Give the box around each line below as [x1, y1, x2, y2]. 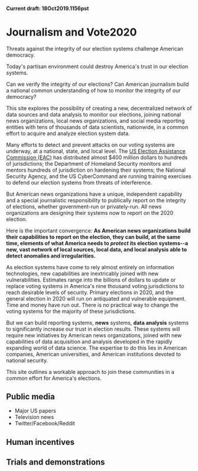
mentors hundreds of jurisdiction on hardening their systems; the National [6, 166, 186, 173]
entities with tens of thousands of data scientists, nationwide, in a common [6, 123, 189, 130]
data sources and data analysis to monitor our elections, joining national [6, 111, 181, 118]
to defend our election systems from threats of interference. [6, 179, 152, 186]
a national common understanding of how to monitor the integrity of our [6, 86, 181, 94]
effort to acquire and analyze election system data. [6, 130, 130, 137]
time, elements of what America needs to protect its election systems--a [6, 240, 189, 247]
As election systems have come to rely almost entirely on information [6, 263, 174, 270]
